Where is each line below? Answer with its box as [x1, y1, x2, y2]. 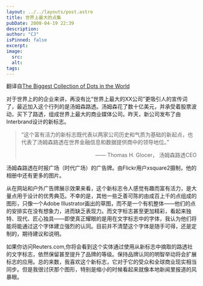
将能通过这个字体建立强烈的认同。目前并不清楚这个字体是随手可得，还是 [11, 222, 192, 230]
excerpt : [6, 43, 28, 49]
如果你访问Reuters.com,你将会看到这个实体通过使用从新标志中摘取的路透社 [6, 243, 193, 250]
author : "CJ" [6, 32, 39, 38]
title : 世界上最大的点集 [6, 15, 62, 21]
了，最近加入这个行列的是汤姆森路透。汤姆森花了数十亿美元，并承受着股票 [6, 103, 192, 110]
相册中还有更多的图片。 [6, 172, 65, 179]
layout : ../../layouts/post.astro [6, 8, 94, 15]
